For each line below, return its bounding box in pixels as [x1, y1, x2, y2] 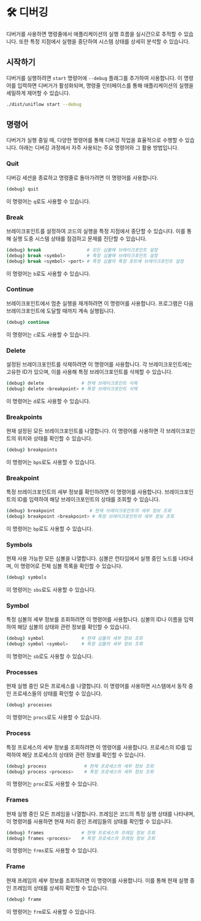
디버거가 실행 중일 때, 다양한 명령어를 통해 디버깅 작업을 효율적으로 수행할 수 [6, 137, 184, 144]
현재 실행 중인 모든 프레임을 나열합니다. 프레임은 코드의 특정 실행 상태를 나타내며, [6, 810, 195, 817]
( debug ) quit [6, 186, 39, 192]
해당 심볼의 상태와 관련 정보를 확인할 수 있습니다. [17, 624, 131, 631]
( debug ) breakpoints [6, 447, 58, 453]
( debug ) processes [6, 702, 52, 708]
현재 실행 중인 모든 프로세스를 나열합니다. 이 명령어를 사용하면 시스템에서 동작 [6, 683, 187, 690]
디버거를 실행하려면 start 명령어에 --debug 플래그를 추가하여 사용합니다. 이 [6, 74, 183, 81]
